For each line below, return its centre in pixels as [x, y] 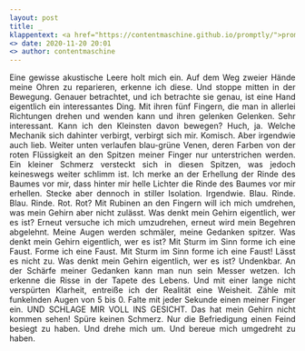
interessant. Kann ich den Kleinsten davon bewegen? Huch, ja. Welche [152, 126]
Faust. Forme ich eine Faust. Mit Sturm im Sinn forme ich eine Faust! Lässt [152, 252]
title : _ [26, 26]
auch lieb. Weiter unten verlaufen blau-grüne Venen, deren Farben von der [152, 145]
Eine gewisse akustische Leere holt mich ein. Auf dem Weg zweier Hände [152, 77]
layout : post [34, 18]
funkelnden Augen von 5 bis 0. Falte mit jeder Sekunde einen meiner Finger [152, 300]
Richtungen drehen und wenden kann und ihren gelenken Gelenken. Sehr [152, 116]
